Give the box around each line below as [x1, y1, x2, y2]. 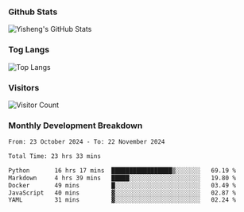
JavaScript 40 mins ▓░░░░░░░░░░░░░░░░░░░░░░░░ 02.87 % [8, 189, 237, 197]
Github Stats [8, 6, 58, 17]
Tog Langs [8, 44, 50, 56]
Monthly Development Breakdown [8, 120, 143, 131]
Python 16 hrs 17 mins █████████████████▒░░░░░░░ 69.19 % [8, 166, 237, 175]
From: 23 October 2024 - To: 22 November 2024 [8, 138, 165, 146]
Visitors [8, 82, 40, 93]
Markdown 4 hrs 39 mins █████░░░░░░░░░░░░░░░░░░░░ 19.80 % [8, 174, 237, 182]
